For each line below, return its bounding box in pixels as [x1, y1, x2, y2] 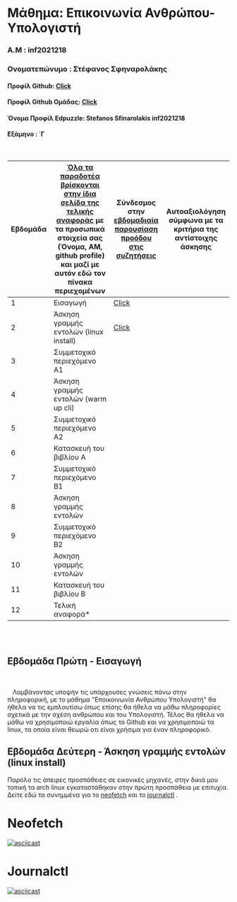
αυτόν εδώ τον [54, 268, 106, 278]
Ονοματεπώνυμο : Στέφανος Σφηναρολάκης [7, 64, 168, 74]
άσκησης [180, 242, 212, 252]
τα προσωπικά [55, 224, 106, 234]
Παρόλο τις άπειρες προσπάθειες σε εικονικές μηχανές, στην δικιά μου [7, 775, 219, 784]
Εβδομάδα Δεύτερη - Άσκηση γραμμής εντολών [7, 746, 226, 758]
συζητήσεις [116, 251, 157, 260]
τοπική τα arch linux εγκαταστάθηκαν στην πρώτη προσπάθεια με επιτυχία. [7, 783, 229, 791]
